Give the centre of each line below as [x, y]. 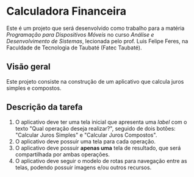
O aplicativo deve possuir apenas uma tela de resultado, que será [98, 148]
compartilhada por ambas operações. [62, 154]
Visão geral [28, 67]
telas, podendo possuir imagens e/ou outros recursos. [83, 167]
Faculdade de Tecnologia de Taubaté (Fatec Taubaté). [74, 48]
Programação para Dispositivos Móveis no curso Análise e [80, 34]
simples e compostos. [34, 88]
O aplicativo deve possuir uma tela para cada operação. [85, 141]
